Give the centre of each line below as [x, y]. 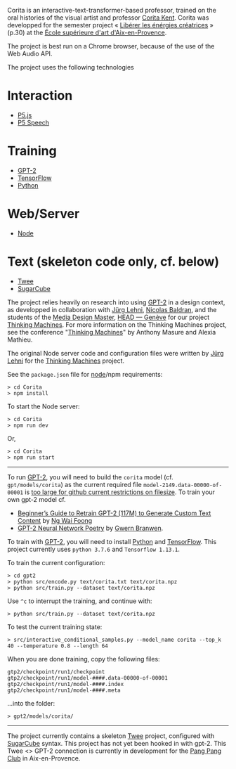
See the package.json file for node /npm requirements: [85, 374]
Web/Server [44, 214]
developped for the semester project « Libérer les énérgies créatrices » [111, 25]
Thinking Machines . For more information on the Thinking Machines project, [117, 324]
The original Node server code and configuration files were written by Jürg [116, 353]
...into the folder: [31, 703]
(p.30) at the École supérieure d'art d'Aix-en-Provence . [87, 32]
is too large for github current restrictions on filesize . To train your [120, 492]
